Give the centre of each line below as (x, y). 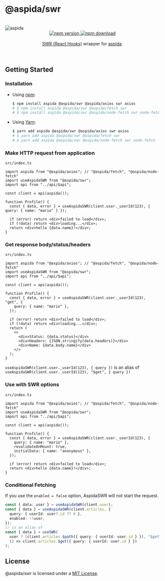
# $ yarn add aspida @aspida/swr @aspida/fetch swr (66, 136)
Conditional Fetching (30, 485)
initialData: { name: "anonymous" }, (53, 451)
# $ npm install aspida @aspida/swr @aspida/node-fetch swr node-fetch (87, 113)
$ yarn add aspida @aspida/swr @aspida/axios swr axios (70, 131)
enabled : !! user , (27, 518)
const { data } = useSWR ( (31, 532)
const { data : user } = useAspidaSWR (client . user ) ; (59, 505)
